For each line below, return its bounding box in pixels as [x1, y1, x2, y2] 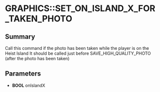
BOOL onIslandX [12, 82, 45, 88]
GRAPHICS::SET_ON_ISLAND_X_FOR [5, 3, 156, 14]
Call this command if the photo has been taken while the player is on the [5, 46, 149, 51]
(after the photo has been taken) [5, 56, 70, 61]
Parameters [5, 70, 41, 78]
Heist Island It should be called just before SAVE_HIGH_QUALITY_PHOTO [5, 50, 151, 56]
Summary [5, 32, 35, 41]
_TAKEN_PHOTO [5, 13, 73, 24]
